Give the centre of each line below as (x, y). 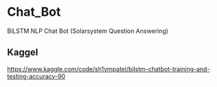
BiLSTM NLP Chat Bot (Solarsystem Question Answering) (88, 31)
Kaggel (23, 52)
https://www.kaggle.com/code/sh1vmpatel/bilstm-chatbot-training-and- (108, 69)
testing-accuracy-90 (36, 76)
